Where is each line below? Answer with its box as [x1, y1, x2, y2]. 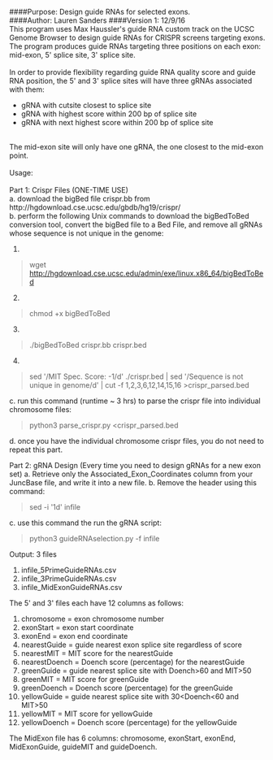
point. [9, 150, 29, 160]
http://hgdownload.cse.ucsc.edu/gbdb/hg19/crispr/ [9, 202, 181, 212]
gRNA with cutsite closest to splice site [20, 101, 152, 110]
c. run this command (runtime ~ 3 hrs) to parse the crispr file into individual [9, 396, 261, 406]
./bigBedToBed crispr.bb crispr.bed [28, 341, 147, 350]
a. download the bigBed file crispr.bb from [9, 194, 151, 203]
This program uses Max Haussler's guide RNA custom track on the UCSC [9, 24, 255, 33]
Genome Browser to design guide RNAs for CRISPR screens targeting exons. [9, 33, 266, 42]
